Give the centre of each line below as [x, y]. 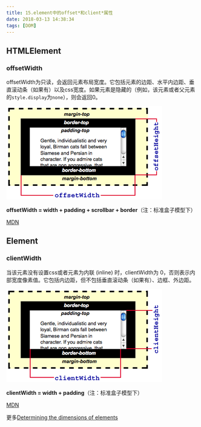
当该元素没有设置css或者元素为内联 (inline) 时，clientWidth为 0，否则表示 [98, 272]
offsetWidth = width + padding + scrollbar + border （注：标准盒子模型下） [101, 210]
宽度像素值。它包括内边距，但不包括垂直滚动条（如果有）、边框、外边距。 [103, 280]
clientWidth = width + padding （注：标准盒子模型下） [75, 392]
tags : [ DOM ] [21, 25]
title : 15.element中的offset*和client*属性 [60, 13]
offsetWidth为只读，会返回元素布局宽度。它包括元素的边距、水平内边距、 [98, 82]
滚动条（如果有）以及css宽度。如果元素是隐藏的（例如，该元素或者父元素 [103, 90]
